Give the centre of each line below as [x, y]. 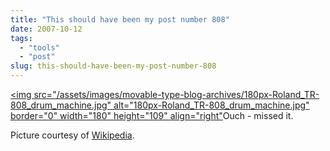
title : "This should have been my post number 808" [120, 19]
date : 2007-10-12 [46, 29]
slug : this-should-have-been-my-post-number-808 [113, 66]
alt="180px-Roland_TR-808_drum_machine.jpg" [211, 105]
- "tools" [39, 47]
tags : [21, 38]
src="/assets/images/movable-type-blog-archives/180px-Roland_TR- [176, 94]
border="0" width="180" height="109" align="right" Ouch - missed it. [152, 115]
